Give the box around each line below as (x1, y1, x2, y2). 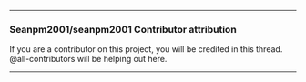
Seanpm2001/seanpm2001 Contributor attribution (9, 23, 237, 36)
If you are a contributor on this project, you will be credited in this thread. (9, 44, 283, 55)
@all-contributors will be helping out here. (9, 54, 168, 65)
